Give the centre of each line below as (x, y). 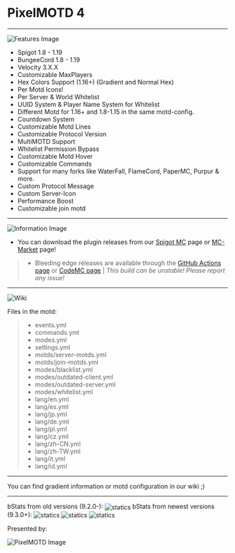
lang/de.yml (52, 422)
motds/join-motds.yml (67, 362)
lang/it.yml (50, 459)
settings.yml (52, 347)
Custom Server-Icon (47, 193)
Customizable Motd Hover (55, 156)
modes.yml (51, 340)
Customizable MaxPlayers (55, 74)
